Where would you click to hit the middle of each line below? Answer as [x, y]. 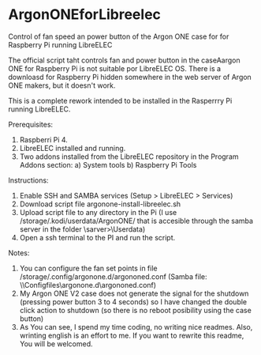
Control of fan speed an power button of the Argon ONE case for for [119, 36]
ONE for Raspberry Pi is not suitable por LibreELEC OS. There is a [115, 68]
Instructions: [28, 180]
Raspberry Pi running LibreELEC [60, 44]
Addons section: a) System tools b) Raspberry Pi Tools [108, 164]
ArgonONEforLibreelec [85, 15]
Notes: [19, 253]
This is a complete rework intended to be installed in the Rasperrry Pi [120, 100]
